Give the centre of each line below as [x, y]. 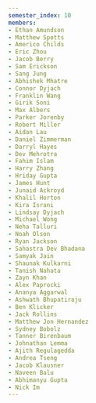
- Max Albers [29, 111]
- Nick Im [24, 387]
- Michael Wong [33, 220]
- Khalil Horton [34, 198]
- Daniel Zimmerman [40, 139]
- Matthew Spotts [36, 37]
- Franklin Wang [34, 96]
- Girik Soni [29, 103]
